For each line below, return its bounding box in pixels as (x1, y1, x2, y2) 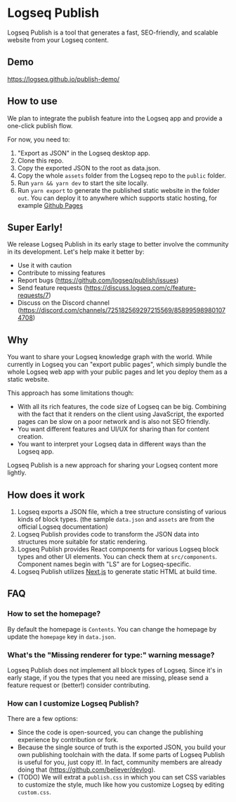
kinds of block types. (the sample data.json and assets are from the (17, 515, 215, 523)
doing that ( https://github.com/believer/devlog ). (17, 765, 156, 774)
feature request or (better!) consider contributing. (7, 681, 151, 689)
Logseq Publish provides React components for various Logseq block (17, 545, 219, 553)
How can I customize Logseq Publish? (7, 698, 139, 708)
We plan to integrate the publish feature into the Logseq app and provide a (7, 114, 223, 123)
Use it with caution (17, 261, 72, 270)
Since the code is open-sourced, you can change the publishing (17, 728, 204, 737)
